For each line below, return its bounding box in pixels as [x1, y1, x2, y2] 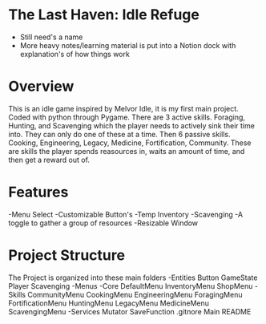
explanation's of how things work [19, 49, 130, 59]
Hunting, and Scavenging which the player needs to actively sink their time [8, 120, 255, 130]
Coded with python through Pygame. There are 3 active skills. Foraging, [8, 112, 246, 122]
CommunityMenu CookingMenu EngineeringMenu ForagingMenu [27, 290, 243, 299]
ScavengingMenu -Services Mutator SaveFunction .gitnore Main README [8, 306, 252, 316]
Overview [8, 78, 75, 95]
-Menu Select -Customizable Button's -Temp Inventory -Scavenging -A [8, 209, 243, 219]
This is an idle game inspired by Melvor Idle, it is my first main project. [8, 103, 239, 113]
